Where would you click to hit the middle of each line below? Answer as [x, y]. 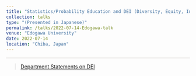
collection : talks [28, 17]
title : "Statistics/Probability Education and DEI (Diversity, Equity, [95, 11]
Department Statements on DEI [57, 66]
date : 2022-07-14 [27, 39]
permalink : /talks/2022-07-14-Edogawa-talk [60, 28]
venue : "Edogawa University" [41, 33]
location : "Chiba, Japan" [37, 44]
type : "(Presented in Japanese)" [47, 22]
